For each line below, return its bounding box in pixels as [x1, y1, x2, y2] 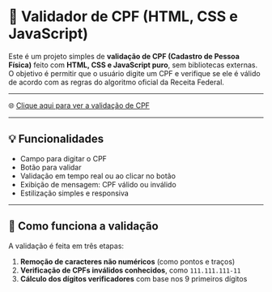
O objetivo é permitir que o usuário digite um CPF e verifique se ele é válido [8, 68, 261, 78]
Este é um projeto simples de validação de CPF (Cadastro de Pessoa [8, 51, 240, 61]
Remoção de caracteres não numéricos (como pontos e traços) [19, 256, 236, 266]
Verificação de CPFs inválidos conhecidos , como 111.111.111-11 [19, 265, 241, 275]
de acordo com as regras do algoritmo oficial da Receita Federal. [8, 77, 225, 87]
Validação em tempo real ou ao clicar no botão [19, 170, 176, 181]
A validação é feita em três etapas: [8, 241, 124, 251]
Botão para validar [19, 162, 82, 172]
